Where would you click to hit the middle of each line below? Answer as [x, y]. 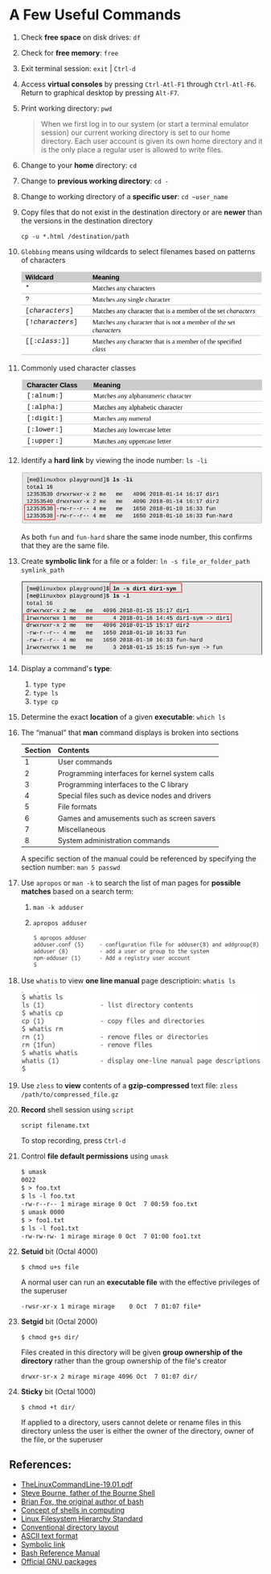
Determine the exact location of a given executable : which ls [123, 716]
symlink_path [43, 570]
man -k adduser [58, 908]
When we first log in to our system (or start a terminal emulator [145, 123]
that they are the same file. [65, 545]
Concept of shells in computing [73, 1509]
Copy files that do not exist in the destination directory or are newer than [141, 212]
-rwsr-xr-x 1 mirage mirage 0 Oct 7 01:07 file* [111, 1306]
